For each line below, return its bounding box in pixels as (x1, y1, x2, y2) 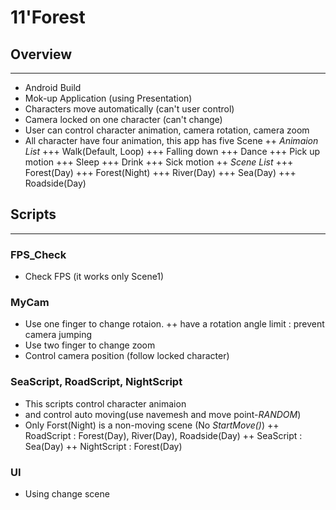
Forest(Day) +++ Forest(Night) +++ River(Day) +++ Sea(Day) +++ (24, 167, 297, 178)
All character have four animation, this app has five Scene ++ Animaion (24, 135, 319, 146)
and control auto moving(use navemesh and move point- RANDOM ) (24, 408, 302, 420)
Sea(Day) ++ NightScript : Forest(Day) (24, 440, 183, 452)
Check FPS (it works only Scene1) (24, 271, 165, 283)
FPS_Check (10, 247, 67, 261)
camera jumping (24, 329, 93, 341)
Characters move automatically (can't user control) (24, 103, 235, 115)
